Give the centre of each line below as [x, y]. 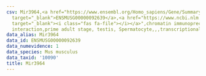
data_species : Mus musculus [42, 52]
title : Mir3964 [26, 63]
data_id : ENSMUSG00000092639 [44, 40]
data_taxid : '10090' [33, 58]
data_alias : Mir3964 [33, 35]
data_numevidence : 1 [33, 47]
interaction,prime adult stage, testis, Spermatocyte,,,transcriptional [107, 29]
